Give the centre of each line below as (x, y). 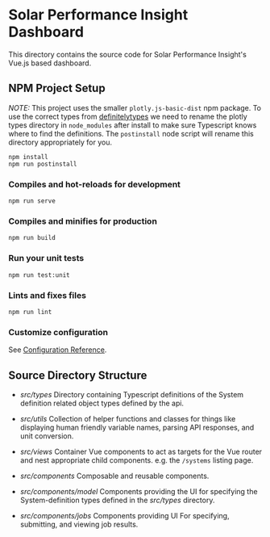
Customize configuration (58, 332)
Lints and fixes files (48, 295)
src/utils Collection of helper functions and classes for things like (128, 419)
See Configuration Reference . (58, 350)
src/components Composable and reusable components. (114, 476)
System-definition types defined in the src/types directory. (117, 500)
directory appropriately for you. (60, 142)
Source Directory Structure (78, 375)
